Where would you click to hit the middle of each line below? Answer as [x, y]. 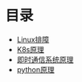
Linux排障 [33, 39]
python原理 [35, 69]
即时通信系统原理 [45, 59]
